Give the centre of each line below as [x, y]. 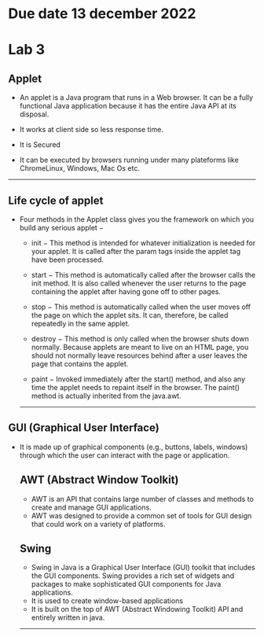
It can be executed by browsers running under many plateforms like [129, 160]
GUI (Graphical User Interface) [84, 428]
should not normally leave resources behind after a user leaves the [139, 355]
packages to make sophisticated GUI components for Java [126, 584]
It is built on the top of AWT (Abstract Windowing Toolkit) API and [137, 609]
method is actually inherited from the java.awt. [106, 396]
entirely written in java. [68, 617]
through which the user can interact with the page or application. [125, 455]
